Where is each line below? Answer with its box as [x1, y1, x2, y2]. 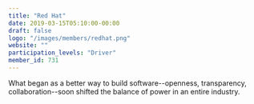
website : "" [8, 42, 48, 50]
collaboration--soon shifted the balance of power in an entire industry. [8, 86, 240, 96]
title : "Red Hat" [8, 11, 67, 20]
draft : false [8, 26, 52, 34]
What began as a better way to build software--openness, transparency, [8, 78, 247, 88]
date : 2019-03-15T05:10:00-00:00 [8, 19, 120, 27]
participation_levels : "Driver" [8, 49, 116, 57]
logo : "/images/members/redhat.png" [8, 34, 131, 42]
